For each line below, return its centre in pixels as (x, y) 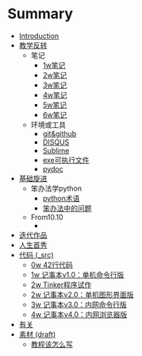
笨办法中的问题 (67, 208)
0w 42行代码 (52, 265)
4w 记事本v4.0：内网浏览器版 (79, 314)
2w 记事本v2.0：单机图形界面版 (82, 294)
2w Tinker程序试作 (61, 284)
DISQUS (56, 142)
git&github (59, 133)
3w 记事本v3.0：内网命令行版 (79, 304)
